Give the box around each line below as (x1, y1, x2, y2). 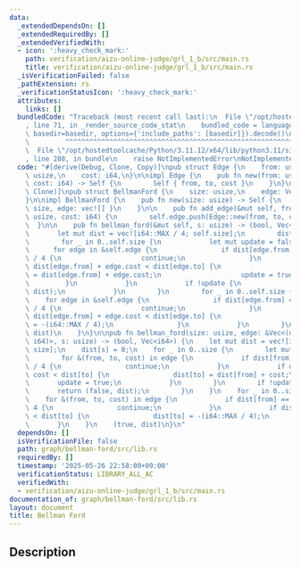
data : (9, 13, 29, 22)
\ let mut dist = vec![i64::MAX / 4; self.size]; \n (25, 229, 246, 238)
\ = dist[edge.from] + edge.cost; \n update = (25, 271, 274, 280)
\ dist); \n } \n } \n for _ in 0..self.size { (25, 287, 294, 296)
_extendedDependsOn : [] (17, 21, 105, 30)
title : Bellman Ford (9, 511, 87, 521)
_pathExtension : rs (17, 79, 90, 88)
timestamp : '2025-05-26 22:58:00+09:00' (17, 462, 170, 471)
